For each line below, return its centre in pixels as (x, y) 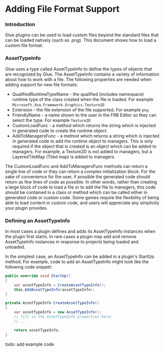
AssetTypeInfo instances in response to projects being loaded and (72, 242)
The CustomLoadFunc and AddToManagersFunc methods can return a (76, 166)
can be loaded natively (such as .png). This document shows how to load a (81, 40)
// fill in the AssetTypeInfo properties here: (63, 317)
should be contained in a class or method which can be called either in (76, 192)
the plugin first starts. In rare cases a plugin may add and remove (71, 237)
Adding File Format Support (62, 9)
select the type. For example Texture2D (51, 120)
